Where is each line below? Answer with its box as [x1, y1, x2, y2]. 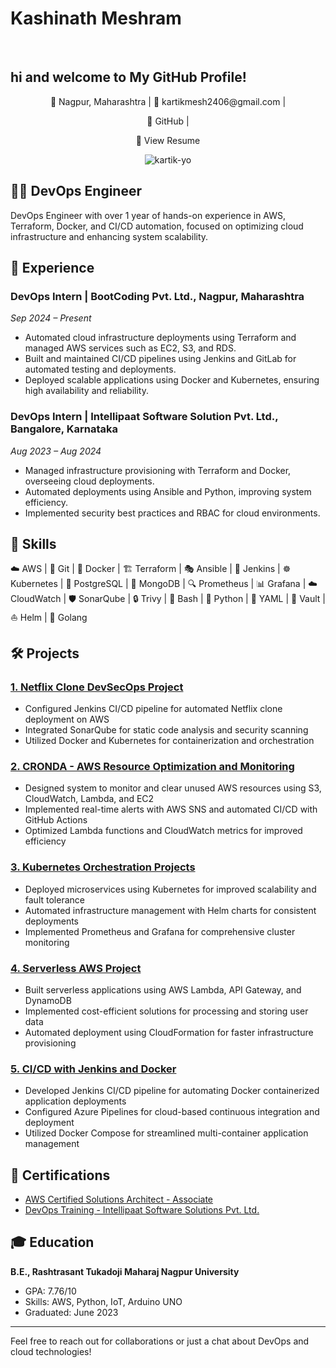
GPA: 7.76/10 [24, 1285, 77, 1297]
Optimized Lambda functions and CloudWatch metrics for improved [24, 825, 303, 837]
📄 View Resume [135, 134, 201, 146]
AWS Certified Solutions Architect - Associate [24, 1193, 214, 1206]
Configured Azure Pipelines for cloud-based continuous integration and [24, 1106, 320, 1118]
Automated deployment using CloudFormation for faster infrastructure [24, 1026, 314, 1038]
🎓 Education [10, 1234, 95, 1251]
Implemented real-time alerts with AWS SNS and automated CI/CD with [24, 803, 318, 816]
